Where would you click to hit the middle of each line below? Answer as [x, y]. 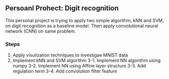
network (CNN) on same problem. [41, 31]
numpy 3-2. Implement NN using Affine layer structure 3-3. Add [79, 66]
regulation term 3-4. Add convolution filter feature [65, 71]
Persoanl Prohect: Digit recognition [62, 8]
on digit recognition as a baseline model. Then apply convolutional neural [82, 26]
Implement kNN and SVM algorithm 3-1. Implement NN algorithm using [87, 60]
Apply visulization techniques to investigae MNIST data [70, 55]
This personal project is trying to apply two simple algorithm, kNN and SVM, [84, 20]
